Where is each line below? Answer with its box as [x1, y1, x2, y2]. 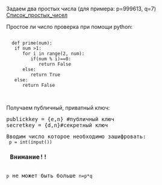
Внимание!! [10, 153, 48, 161]
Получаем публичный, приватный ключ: [6, 104, 110, 111]
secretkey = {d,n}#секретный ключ [6, 122, 108, 128]
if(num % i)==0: [30, 56, 71, 62]
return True [30, 72, 61, 78]
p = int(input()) [8, 139, 52, 145]
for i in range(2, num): [22, 51, 85, 57]
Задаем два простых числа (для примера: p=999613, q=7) [6, 5, 157, 12]
